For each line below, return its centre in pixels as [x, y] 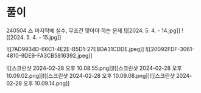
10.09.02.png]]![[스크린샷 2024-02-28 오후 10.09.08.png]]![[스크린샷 [91, 75]
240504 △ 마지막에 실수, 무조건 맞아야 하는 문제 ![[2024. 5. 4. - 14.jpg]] [93, 30]
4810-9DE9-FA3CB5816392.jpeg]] [49, 55]
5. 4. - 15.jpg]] [44, 37]
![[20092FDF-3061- [170, 49]
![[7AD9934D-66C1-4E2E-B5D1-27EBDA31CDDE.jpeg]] [75, 49]
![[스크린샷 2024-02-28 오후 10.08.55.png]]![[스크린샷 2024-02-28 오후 [94, 68]
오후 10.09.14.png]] [47, 83]
